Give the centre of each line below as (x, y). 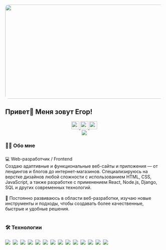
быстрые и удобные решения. (37, 209)
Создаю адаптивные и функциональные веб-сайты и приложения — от (81, 166)
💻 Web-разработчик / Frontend (39, 159)
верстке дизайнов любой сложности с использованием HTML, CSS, (78, 177)
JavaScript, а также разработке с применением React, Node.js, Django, (81, 182)
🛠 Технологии (24, 227)
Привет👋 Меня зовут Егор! (49, 112)
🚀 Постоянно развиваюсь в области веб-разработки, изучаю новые (78, 198)
